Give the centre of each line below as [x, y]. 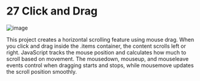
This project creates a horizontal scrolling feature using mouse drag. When [100, 39]
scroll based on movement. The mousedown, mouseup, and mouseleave [98, 59]
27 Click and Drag [52, 11]
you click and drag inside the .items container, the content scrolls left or [96, 46]
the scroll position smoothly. [42, 71]
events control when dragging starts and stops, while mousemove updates [100, 65]
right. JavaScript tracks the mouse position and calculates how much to [96, 52]
